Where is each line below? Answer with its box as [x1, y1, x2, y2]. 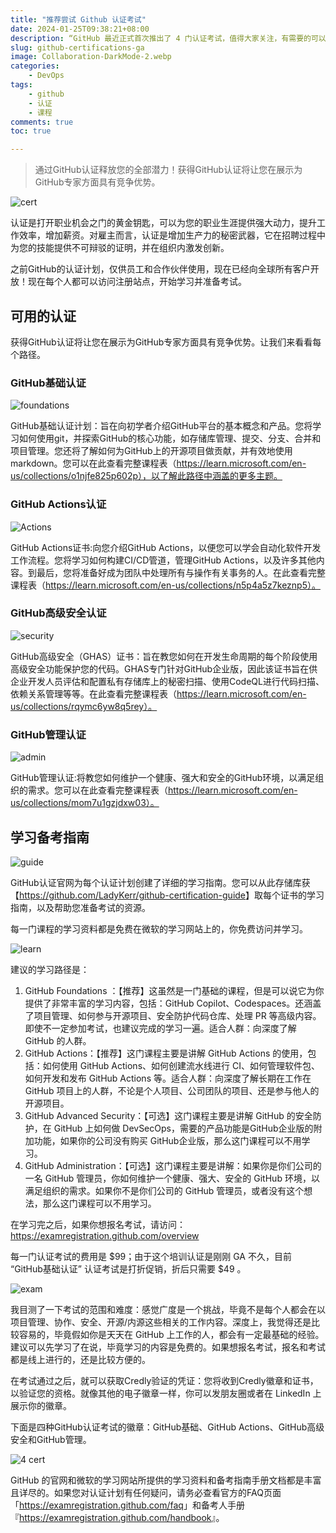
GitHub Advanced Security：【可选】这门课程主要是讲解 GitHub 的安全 [24, 1109, 313, 1121]
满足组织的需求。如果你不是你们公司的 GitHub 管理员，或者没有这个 [24, 1184, 305, 1196]
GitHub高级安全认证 [10, 606, 107, 620]
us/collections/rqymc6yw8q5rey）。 [10, 700, 158, 712]
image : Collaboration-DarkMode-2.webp [10, 52, 172, 62]
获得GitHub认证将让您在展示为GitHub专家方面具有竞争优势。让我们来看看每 [10, 336, 322, 348]
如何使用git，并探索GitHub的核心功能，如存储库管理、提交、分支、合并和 [18, 432, 322, 445]
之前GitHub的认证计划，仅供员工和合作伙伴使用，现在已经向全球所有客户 [10, 263, 311, 275]
